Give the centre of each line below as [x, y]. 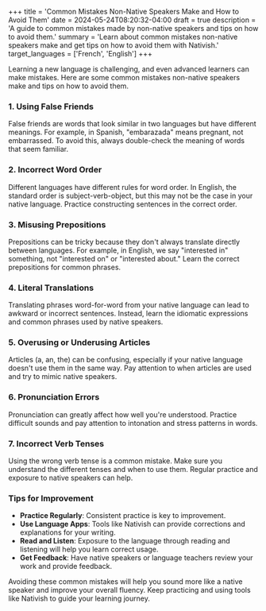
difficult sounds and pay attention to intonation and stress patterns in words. [133, 423]
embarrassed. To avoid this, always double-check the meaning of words [126, 141]
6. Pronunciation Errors [54, 397]
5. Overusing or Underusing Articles [79, 342]
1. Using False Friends [51, 106]
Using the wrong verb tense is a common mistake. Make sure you [115, 461]
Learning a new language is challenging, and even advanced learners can [129, 69]
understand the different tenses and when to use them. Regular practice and [133, 470]
